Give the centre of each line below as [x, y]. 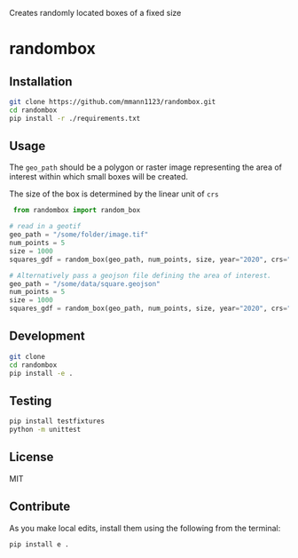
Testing [31, 400]
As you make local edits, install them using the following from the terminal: [145, 528]
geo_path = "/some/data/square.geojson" [85, 283]
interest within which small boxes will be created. [99, 177]
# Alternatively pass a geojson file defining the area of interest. [141, 275]
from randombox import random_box [77, 211]
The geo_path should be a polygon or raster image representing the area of [145, 167]
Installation [41, 81]
